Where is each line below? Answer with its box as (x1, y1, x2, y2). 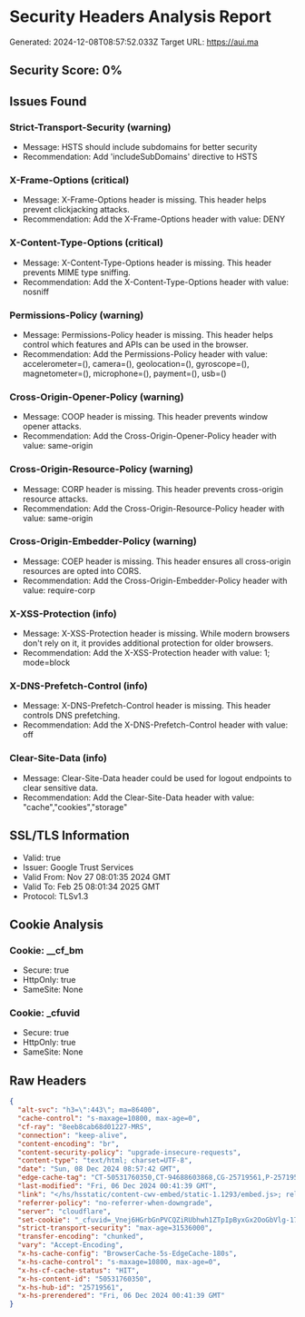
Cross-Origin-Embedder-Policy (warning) (9, 535, 197, 548)
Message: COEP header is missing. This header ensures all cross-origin (22, 556, 291, 567)
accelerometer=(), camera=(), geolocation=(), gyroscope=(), (22, 358, 250, 369)
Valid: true (22, 852, 62, 863)
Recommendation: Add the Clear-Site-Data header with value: (22, 792, 255, 803)
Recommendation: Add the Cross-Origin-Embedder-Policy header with (22, 575, 288, 586)
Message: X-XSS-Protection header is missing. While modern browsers (22, 629, 290, 639)
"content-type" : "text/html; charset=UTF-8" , (17, 1156, 193, 1165)
